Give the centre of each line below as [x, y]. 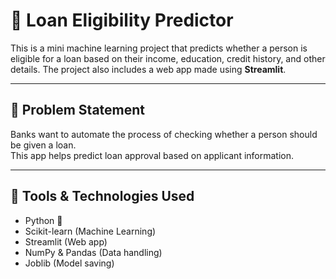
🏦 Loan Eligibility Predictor [122, 20]
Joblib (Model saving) [69, 263]
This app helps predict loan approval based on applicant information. [152, 155]
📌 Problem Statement [78, 110]
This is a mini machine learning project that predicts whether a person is [159, 48]
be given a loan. [43, 145]
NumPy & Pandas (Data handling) [93, 252]
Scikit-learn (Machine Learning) [90, 231]
